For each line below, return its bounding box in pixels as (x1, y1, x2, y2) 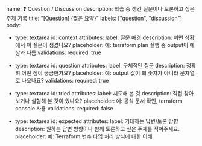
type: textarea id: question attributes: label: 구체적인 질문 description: (14, 62, 185, 69)
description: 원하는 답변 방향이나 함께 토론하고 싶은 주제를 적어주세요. (14, 125, 180, 132)
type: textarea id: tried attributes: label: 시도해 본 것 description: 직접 (14, 90, 183, 97)
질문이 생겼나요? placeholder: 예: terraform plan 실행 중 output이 (33, 42, 189, 48)
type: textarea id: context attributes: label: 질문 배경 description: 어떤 (14, 34, 184, 41)
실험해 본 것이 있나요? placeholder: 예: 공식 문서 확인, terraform (31, 97, 183, 104)
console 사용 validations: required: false (14, 105, 113, 112)
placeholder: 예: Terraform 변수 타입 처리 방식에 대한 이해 (14, 133, 153, 140)
